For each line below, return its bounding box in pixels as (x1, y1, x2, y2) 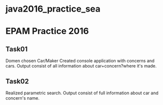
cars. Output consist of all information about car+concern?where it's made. (5, 63, 157, 69)
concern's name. (5, 95, 40, 101)
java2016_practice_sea (5, 3, 101, 15)
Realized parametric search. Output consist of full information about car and (5, 90, 159, 96)
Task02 (5, 77, 29, 86)
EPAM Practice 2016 (5, 26, 89, 37)
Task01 (5, 45, 28, 53)
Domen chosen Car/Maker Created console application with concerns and (5, 58, 155, 64)
